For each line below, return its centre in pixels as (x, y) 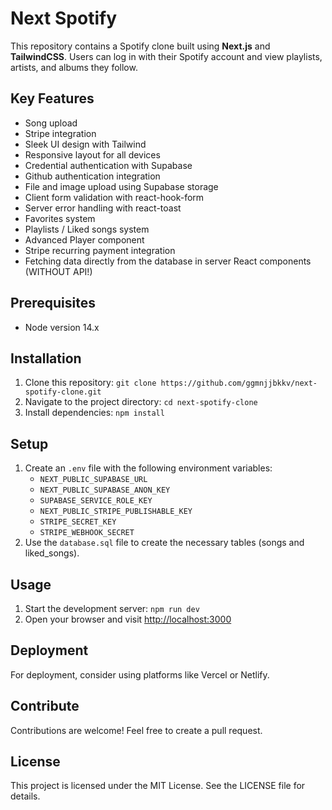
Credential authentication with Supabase (108, 165)
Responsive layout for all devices (92, 154)
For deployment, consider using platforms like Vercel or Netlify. (140, 674)
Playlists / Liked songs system (87, 229)
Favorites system (60, 218)
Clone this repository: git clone (90, 383)
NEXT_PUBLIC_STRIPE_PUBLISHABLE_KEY (116, 512)
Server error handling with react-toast (103, 208)
